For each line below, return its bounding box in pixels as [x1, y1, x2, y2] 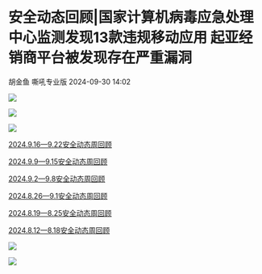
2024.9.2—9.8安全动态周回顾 [8, 174, 106, 183]
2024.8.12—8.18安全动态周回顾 [8, 225, 110, 235]
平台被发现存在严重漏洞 [36, 48, 193, 67]
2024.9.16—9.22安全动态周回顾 [8, 139, 113, 149]
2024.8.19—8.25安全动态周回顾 [8, 208, 112, 217]
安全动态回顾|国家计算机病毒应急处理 [8, 8, 254, 27]
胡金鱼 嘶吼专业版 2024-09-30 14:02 [8, 77, 131, 86]
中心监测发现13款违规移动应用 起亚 [8, 28, 239, 47]
